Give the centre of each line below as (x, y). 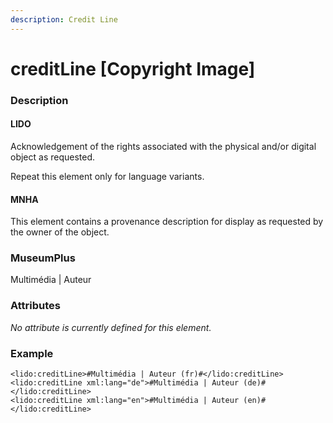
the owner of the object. (60, 232)
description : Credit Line (64, 19)
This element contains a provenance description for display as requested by (167, 222)
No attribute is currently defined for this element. (111, 327)
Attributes (35, 306)
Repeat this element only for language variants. (107, 176)
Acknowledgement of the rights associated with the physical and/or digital (163, 146)
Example (32, 353)
